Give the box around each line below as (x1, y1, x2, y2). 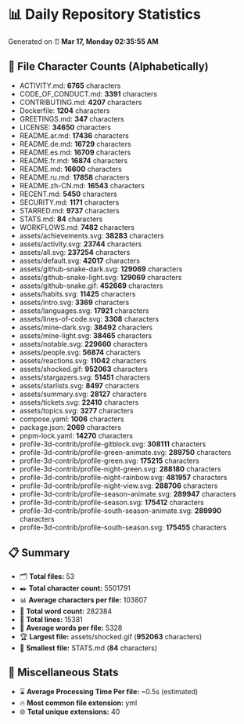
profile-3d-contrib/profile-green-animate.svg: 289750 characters (19, 447, 231, 457)
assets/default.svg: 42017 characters (19, 256, 141, 265)
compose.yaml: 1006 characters (19, 414, 124, 424)
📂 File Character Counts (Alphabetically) (8, 60, 209, 74)
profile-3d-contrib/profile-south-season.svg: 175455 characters (19, 522, 227, 532)
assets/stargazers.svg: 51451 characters (19, 373, 151, 382)
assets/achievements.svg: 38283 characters (19, 231, 164, 240)
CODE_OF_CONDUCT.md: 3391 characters (19, 89, 158, 98)
